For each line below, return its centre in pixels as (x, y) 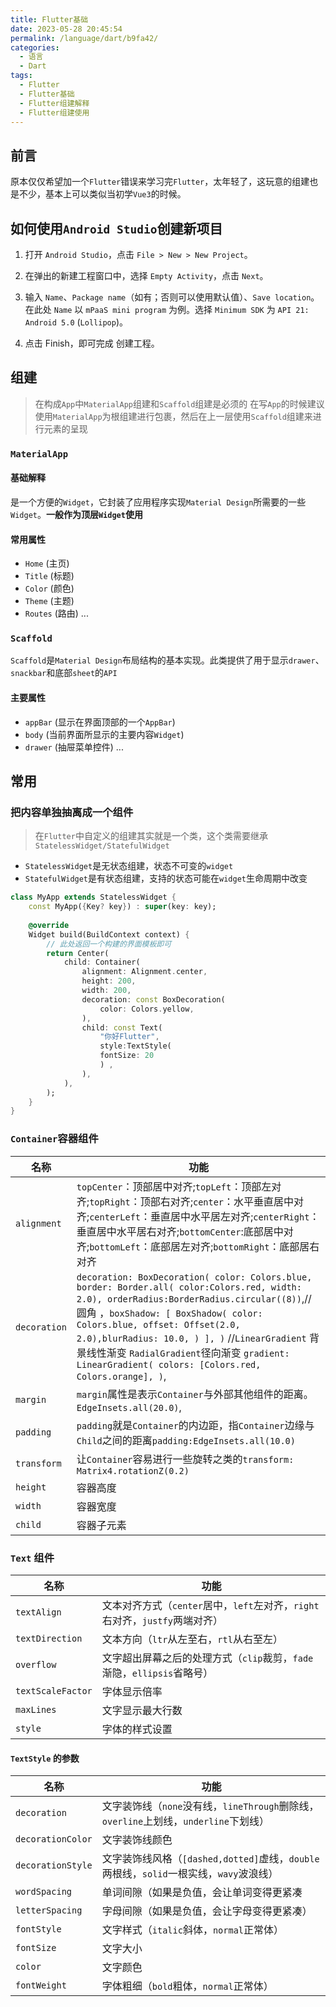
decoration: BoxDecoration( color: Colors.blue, (194, 1277)
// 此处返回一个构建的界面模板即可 (109, 944)
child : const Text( (122, 1027)
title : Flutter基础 (49, 19)
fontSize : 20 (127, 1056)
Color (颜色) (49, 588)
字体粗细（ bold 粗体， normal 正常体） (187, 1986)
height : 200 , (109, 981)
